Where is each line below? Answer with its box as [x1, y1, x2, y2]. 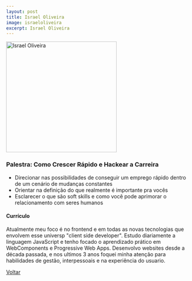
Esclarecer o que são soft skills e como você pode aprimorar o [14, 192, 167, 200]
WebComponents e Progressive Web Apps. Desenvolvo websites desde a [6, 244, 185, 251]
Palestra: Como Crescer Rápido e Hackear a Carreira [6, 161, 159, 169]
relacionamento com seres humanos [14, 199, 104, 206]
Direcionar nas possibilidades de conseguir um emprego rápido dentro [14, 174, 187, 181]
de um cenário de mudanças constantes [14, 180, 113, 187]
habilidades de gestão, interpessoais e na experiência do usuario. [6, 257, 166, 264]
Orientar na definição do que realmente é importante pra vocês [14, 187, 168, 194]
